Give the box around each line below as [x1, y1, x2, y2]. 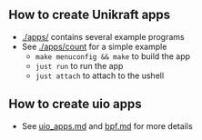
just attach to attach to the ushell [35, 70, 165, 81]
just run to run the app [35, 60, 124, 71]
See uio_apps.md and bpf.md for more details [21, 120, 193, 131]
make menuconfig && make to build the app [35, 50, 191, 62]
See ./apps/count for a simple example [21, 41, 167, 52]
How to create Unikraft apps [8, 7, 171, 23]
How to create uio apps [8, 96, 142, 112]
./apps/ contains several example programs [21, 31, 185, 42]
